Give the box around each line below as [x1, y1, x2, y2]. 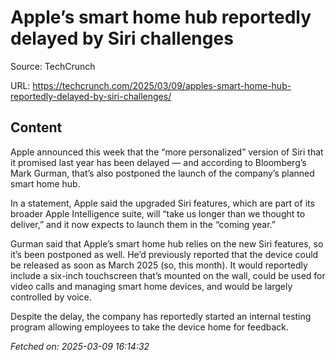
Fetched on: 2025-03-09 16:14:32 [10, 340, 150, 352]
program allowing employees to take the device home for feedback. [10, 321, 289, 333]
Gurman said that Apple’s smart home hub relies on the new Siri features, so [10, 237, 324, 250]
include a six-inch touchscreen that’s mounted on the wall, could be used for [10, 269, 326, 281]
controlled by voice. [10, 291, 92, 303]
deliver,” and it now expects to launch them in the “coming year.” [10, 218, 276, 230]
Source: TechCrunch [10, 60, 96, 72]
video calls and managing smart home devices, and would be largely [10, 280, 293, 292]
